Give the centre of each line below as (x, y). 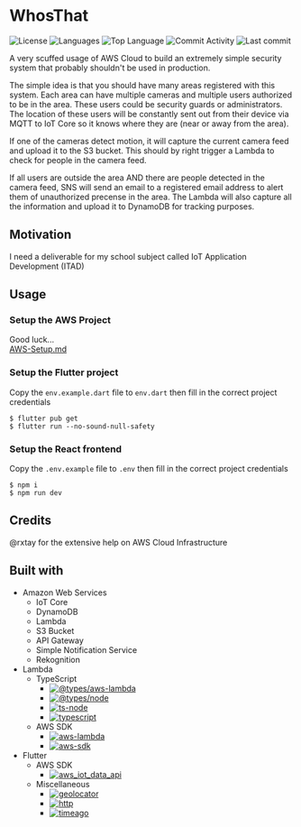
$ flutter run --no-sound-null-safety (82, 426)
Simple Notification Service (87, 649)
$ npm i (24, 485)
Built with (36, 570)
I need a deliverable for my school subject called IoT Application (128, 256)
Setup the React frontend (66, 449)
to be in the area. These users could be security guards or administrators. (146, 104)
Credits (31, 521)
